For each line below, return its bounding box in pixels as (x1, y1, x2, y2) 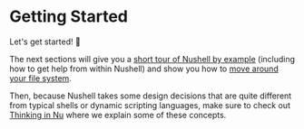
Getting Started (9, 6, 129, 27)
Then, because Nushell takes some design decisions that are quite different (9, 90, 292, 101)
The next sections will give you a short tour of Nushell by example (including (9, 53, 296, 64)
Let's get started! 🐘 (9, 36, 82, 47)
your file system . (9, 72, 73, 83)
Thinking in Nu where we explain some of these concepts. (9, 109, 227, 120)
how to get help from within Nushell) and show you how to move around (9, 63, 279, 74)
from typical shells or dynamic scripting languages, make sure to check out (9, 99, 290, 110)
